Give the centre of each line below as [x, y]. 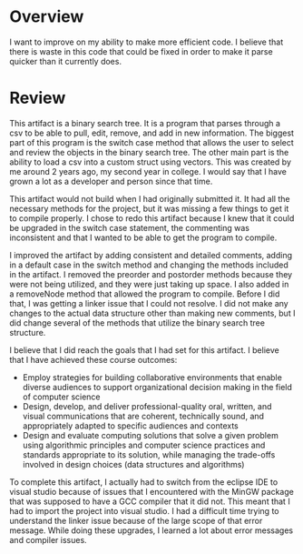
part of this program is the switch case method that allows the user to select [152, 142]
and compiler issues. [49, 539]
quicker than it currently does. [66, 61]
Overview [47, 17]
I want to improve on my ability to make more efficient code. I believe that [147, 42]
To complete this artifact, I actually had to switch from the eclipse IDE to [144, 482]
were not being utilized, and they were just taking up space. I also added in [149, 284]
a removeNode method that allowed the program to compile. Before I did [145, 294]
